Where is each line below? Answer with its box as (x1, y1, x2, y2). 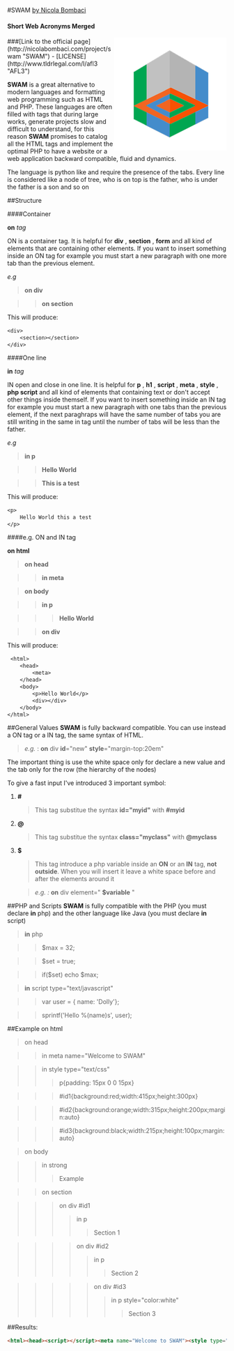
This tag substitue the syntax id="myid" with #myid (34, 806, 185, 814)
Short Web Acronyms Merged (7, 22, 95, 30)
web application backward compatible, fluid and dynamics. (7, 155, 176, 163)
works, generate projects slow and (7, 118, 107, 126)
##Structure (7, 197, 42, 205)
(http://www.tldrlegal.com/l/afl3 (7, 59, 98, 68)
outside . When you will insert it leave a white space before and (34, 867, 216, 876)
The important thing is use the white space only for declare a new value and (7, 758, 225, 766)
